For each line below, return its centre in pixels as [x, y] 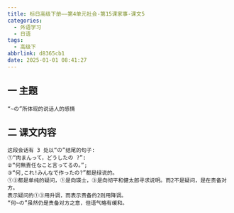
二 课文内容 [32, 132]
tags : [15, 40]
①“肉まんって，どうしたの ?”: [47, 158]
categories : [25, 21]
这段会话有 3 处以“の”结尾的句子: [51, 151]
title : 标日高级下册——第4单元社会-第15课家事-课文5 [76, 14]
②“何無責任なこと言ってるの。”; [48, 165]
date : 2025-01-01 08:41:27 [47, 60]
